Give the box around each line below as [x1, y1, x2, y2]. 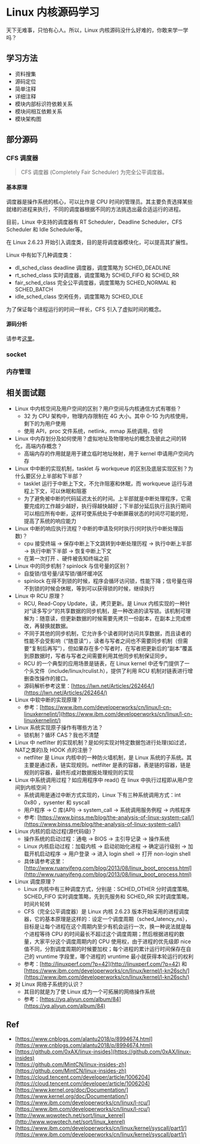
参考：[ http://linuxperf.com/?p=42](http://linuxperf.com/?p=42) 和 [23, 960, 187, 967]
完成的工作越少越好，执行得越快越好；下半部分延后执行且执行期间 [29, 502, 192, 510]
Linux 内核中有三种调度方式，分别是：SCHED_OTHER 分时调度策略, [23, 885, 189, 892]
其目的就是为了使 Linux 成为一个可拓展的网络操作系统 [23, 988, 155, 995]
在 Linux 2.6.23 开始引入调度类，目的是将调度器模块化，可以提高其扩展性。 [6, 238, 191, 246]
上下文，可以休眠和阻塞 [29, 487, 87, 495]
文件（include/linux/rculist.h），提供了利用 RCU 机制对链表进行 [34, 667, 188, 675]
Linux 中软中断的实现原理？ [14, 696, 82, 703]
